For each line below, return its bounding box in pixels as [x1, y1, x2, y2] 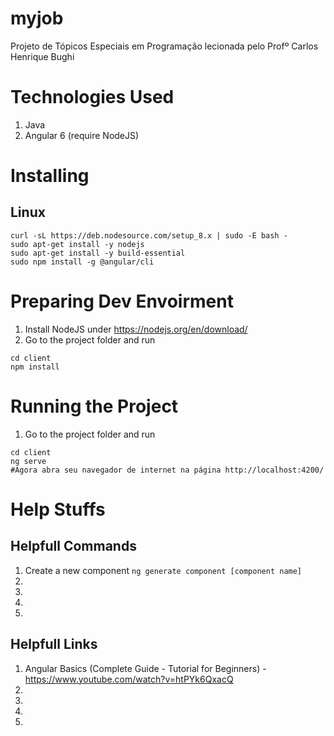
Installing [10, 165, 90, 187]
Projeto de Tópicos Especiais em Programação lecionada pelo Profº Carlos [10, 40, 319, 52]
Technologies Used [10, 86, 175, 109]
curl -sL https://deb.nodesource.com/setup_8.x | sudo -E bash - [10, 230, 288, 241]
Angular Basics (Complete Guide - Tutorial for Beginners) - [24, 662, 267, 674]
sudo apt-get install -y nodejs [10, 239, 145, 249]
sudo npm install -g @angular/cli [10, 257, 155, 267]
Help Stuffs [10, 498, 106, 521]
